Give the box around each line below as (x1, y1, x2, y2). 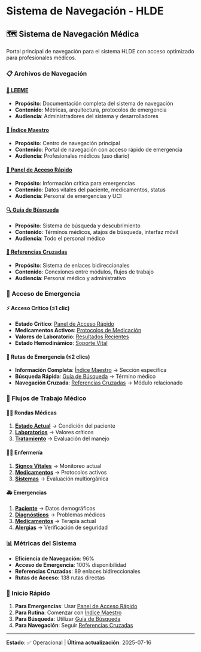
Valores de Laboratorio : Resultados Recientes (14, 333, 129, 340)
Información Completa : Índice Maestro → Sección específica (14, 366, 167, 374)
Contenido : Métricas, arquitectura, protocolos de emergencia (14, 106, 167, 113)
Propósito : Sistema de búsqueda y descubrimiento (14, 222, 141, 229)
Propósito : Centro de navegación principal (14, 140, 120, 147)
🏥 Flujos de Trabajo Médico (6, 394, 87, 402)
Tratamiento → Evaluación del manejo (14, 435, 109, 442)
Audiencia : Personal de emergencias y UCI (14, 192, 122, 199)
